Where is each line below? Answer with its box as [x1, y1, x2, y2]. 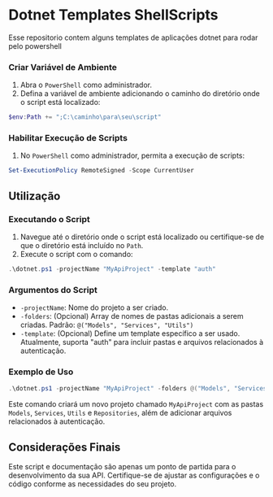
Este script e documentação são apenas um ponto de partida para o [8, 462, 236, 472]
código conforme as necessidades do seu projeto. [8, 479, 177, 489]
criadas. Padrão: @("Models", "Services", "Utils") [19, 320, 194, 330]
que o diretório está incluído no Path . [19, 240, 144, 250]
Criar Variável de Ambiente [8, 61, 118, 72]
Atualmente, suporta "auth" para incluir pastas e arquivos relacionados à [19, 338, 264, 347]
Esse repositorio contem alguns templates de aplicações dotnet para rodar [8, 33, 258, 42]
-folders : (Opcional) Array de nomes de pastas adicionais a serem [19, 312, 244, 321]
